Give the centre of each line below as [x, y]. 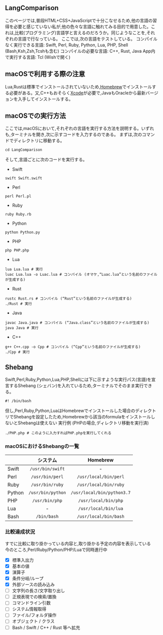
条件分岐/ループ [28, 578]
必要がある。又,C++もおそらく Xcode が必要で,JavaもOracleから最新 [77, 93]
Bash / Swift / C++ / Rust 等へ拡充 [46, 627]
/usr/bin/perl [47, 477]
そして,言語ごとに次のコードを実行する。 [46, 160]
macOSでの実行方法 [36, 116]
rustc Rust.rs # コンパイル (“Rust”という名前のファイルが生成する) [69, 299]
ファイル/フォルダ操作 [34, 615]
